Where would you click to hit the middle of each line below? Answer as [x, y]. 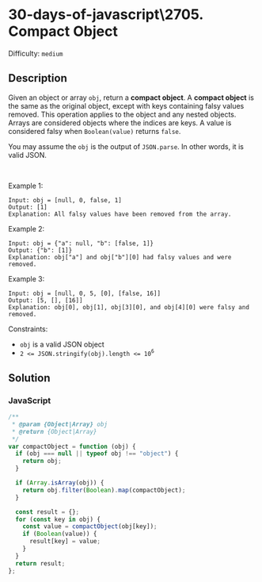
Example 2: [27, 228]
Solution [29, 378]
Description [38, 78]
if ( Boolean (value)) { [60, 534]
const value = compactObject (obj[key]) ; [90, 526]
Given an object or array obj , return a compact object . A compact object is [131, 98]
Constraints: [28, 329]
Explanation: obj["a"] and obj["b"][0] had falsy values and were [120, 257]
